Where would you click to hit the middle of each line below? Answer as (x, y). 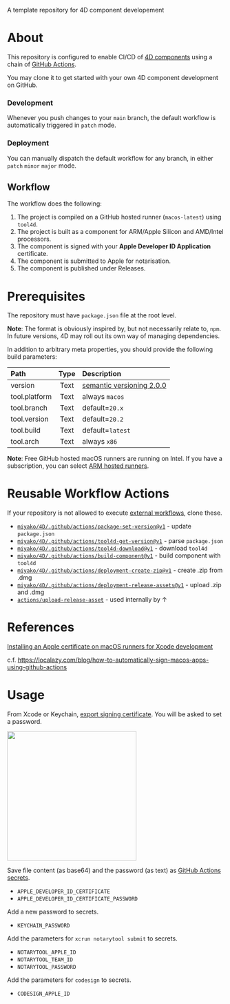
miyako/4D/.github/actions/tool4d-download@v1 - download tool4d (112, 549)
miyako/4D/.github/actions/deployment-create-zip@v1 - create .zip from (120, 570)
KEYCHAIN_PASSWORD (43, 926)
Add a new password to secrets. (53, 912)
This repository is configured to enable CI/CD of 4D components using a (110, 57)
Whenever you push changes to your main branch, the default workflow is (112, 118)
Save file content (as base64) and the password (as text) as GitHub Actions (114, 870)
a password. (25, 722)
